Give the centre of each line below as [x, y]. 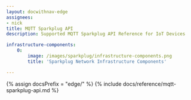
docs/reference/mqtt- [150, 84]
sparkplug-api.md [28, 90]
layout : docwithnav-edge [37, 12]
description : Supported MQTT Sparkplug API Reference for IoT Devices [96, 34]
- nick [14, 23]
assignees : [20, 17]
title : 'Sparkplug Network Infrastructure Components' [97, 61]
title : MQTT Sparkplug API [40, 28]
